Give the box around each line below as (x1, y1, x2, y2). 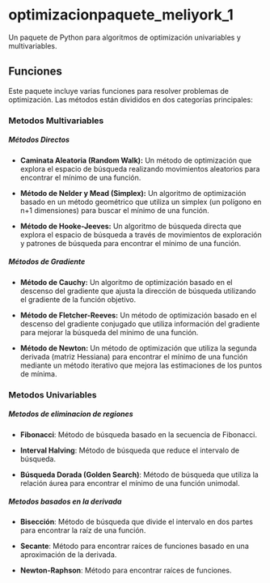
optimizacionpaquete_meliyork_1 (8, 6, 234, 24)
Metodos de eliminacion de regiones (8, 409, 133, 419)
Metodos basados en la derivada (8, 496, 122, 507)
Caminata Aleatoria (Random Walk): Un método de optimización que (19, 155, 252, 165)
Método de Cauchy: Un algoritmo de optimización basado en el (19, 277, 233, 287)
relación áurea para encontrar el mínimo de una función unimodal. (19, 478, 240, 487)
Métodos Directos (8, 135, 70, 145)
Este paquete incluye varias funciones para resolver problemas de (8, 86, 229, 96)
